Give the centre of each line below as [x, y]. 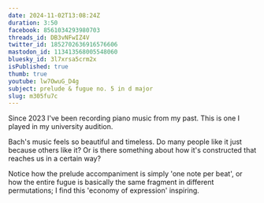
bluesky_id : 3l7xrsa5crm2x [52, 60]
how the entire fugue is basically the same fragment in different [111, 183]
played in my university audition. [61, 127]
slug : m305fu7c [33, 96]
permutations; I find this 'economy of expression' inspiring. [104, 190]
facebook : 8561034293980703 [54, 30]
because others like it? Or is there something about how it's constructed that [132, 150]
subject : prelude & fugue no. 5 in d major [81, 89]
